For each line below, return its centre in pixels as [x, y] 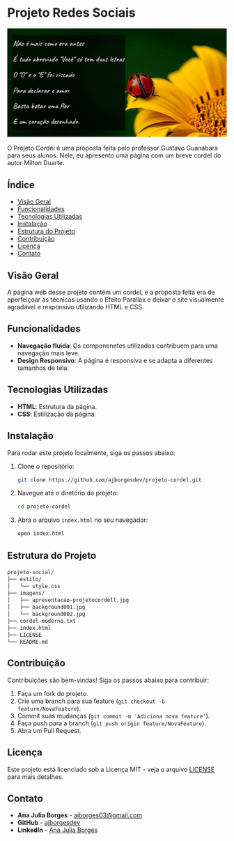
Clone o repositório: [46, 466]
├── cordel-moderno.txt [42, 621]
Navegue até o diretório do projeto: [68, 493]
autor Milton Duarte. [36, 163]
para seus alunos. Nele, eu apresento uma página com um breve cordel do [114, 155]
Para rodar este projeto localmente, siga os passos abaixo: [91, 453]
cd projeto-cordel [44, 507]
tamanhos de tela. [43, 368]
